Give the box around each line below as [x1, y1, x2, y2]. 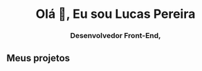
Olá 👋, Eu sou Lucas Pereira [35, 6, 196, 22]
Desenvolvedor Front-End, [70, 31, 161, 41]
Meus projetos [6, 52, 71, 64]
